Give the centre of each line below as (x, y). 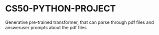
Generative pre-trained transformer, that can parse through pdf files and (79, 22)
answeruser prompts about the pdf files (46, 27)
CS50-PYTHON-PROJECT (60, 9)
